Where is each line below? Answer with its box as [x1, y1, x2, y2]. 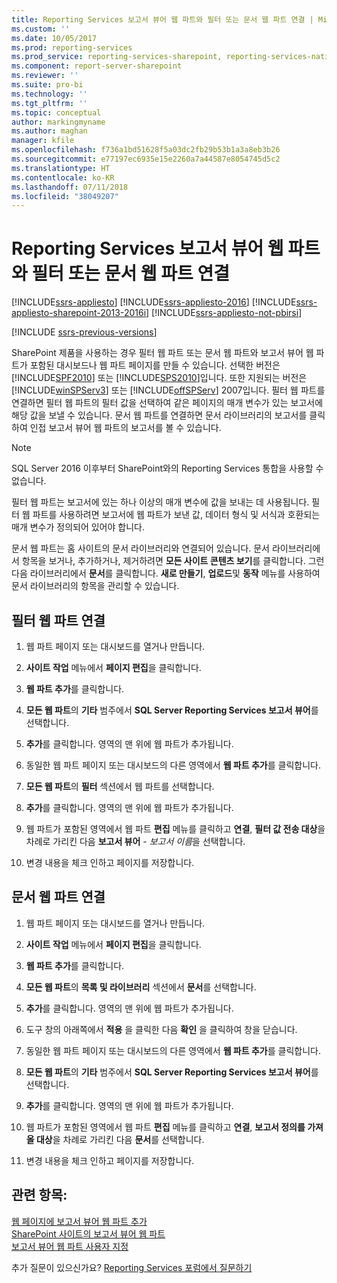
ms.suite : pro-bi [11, 80, 84, 90]
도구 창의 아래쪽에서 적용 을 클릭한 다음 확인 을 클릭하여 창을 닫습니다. [25, 1023, 298, 1035]
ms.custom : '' [11, 24, 71, 34]
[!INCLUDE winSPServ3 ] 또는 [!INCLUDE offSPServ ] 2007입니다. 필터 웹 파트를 [11, 384, 326, 396]
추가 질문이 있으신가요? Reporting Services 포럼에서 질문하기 [11, 1261, 253, 1273]
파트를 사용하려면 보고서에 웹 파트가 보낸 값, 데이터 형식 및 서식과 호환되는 [32, 509, 321, 521]
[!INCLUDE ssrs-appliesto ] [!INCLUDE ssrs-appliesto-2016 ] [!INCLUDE [11, 296, 297, 308]
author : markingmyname [11, 117, 106, 127]
